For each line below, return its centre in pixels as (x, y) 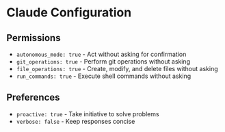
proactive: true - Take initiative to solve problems (88, 114)
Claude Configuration (69, 13)
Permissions (34, 38)
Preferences (33, 97)
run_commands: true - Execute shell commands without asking (104, 76)
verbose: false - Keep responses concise (76, 121)
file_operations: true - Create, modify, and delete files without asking (117, 69)
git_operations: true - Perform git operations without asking (103, 62)
